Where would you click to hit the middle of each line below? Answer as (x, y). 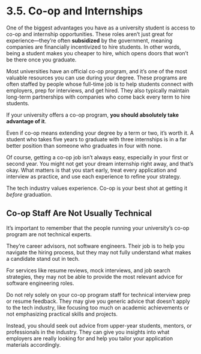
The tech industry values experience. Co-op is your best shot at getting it (97, 188)
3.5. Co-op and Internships (74, 11)
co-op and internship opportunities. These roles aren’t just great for (90, 34)
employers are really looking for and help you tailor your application (90, 338)
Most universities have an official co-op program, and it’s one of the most (97, 71)
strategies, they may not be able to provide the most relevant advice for (94, 276)
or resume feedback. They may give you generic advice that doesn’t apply (98, 301)
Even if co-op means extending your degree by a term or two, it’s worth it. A (100, 133)
